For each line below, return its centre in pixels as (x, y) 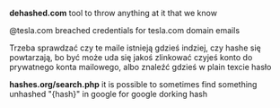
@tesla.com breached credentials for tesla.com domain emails (125, 30)
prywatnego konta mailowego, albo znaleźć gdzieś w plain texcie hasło (140, 67)
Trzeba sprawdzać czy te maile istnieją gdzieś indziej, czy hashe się (136, 48)
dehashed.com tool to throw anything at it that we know (114, 13)
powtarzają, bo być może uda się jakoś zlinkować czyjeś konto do (131, 57)
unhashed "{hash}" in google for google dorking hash (109, 94)
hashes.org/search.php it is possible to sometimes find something (133, 84)
